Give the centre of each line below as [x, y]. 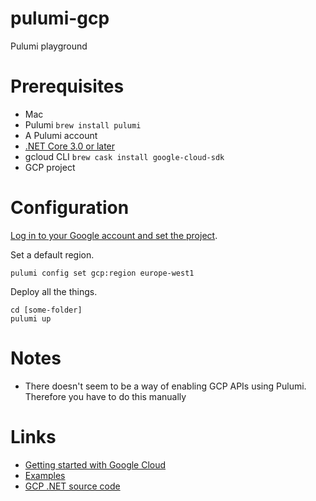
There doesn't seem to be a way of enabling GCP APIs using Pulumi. [165, 386]
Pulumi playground [49, 46]
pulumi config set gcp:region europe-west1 [102, 273]
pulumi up [31, 318]
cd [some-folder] [46, 310]
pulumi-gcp [60, 18]
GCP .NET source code [72, 486]
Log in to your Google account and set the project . [114, 235]
